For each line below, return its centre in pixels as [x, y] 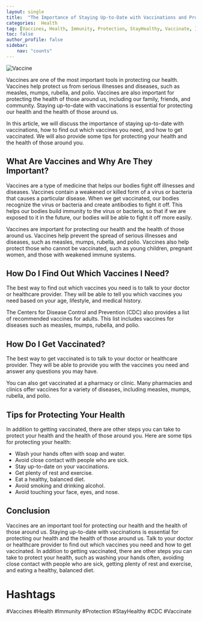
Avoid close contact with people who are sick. [72, 460]
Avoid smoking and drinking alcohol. [60, 486]
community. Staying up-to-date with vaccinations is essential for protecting [99, 105]
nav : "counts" [35, 51]
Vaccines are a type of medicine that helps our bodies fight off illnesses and [100, 185]
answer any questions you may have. [52, 371]
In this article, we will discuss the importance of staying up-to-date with [95, 123]
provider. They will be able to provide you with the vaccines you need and [98, 365]
